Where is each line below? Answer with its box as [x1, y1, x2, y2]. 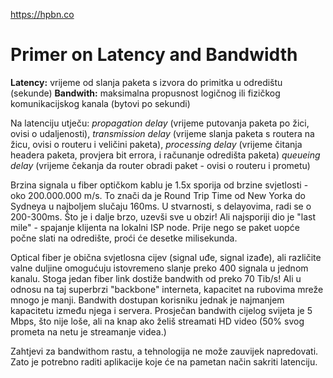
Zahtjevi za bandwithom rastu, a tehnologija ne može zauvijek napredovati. [10, 345, 319, 357]
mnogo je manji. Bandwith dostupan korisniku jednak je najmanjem [10, 294, 285, 306]
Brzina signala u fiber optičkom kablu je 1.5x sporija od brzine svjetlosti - [10, 179, 309, 191]
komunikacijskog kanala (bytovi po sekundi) [10, 97, 191, 109]
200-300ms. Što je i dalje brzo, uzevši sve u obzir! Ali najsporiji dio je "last [10, 210, 317, 223]
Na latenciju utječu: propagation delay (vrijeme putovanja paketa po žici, [10, 117, 310, 129]
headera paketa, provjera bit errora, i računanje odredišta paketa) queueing [10, 149, 321, 161]
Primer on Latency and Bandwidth [10, 44, 298, 66]
